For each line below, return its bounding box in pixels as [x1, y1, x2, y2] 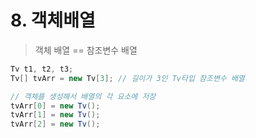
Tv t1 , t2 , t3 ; [10, 64, 74, 74]
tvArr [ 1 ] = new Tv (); [10, 110, 101, 120]
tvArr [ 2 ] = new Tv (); [10, 119, 101, 130]
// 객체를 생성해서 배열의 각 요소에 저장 [10, 91, 157, 101]
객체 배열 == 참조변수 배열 [34, 44, 138, 56]
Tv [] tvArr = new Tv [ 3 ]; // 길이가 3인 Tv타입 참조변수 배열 [10, 73, 245, 83]
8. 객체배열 [10, 9, 96, 32]
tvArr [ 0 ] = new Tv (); [10, 101, 101, 111]
